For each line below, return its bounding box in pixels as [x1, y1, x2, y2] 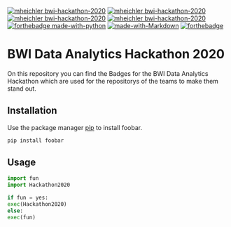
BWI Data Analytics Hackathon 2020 [7, 46, 225, 63]
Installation [7, 105, 57, 117]
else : [7, 207, 23, 214]
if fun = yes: [7, 194, 49, 202]
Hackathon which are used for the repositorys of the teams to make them [7, 77, 219, 85]
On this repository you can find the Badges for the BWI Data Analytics [7, 69, 209, 77]
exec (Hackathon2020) [7, 201, 68, 208]
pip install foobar [7, 137, 64, 144]
